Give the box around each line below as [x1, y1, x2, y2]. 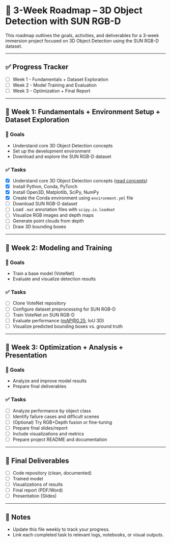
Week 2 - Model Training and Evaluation [12, 82, 97, 88]
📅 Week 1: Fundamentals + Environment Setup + [5, 108, 160, 116]
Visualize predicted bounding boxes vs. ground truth [12, 323, 123, 329]
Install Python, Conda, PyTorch [12, 183, 78, 189]
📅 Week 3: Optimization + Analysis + [5, 343, 124, 352]
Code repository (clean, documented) [12, 470, 92, 476]
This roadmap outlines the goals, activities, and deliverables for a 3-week [5, 32, 159, 38]
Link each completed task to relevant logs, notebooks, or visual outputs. [12, 532, 164, 538]
